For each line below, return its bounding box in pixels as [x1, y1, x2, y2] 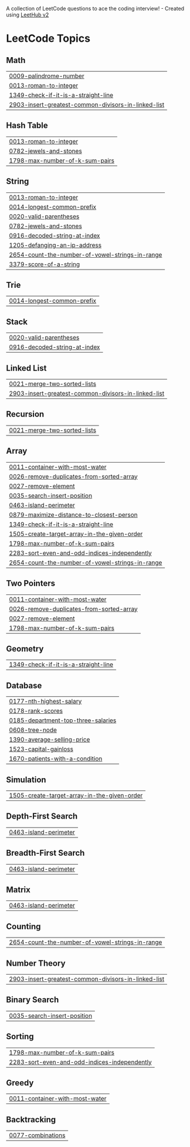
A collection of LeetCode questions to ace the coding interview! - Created [6, 5, 185, 12]
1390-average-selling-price [9, 736, 90, 744]
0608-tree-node [9, 726, 57, 734]
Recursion [6, 409, 45, 420]
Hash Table [6, 121, 48, 131]
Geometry [6, 644, 44, 654]
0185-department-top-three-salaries [9, 716, 117, 724]
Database [6, 680, 42, 690]
